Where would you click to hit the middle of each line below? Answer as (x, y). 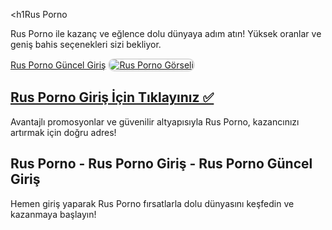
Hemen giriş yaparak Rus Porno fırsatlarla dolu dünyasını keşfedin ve (152, 203)
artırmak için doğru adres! (63, 132)
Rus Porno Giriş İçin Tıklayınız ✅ (112, 97)
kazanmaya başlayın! (53, 214)
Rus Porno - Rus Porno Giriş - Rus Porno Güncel (161, 164)
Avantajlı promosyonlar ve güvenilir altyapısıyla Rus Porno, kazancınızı (155, 121)
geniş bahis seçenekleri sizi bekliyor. (86, 44)
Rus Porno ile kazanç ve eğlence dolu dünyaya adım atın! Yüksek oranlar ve (166, 33)
